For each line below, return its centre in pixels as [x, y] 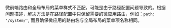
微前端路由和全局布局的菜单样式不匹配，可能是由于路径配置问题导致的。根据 [85, 7]
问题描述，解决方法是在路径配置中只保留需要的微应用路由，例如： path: [80, 14]
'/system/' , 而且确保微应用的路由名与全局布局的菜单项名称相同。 [74, 20]
